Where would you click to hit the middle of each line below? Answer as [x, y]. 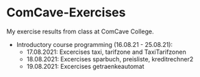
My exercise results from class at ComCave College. [80, 31]
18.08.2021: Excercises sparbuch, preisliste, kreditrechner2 [110, 59]
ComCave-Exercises [66, 13]
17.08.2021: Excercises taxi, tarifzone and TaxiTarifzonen [106, 52]
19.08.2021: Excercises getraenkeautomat [85, 66]
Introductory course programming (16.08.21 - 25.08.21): [94, 44]
